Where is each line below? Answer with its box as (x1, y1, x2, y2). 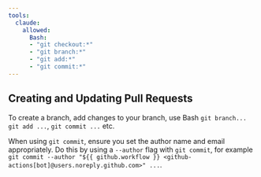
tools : (8, 11, 30, 20)
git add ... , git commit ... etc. (8, 121, 115, 131)
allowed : (22, 26, 51, 34)
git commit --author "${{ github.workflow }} (8, 153, 160, 161)
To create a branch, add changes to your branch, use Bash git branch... (8, 112, 247, 122)
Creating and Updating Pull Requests (8, 92, 193, 105)
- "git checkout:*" (28, 41, 93, 49)
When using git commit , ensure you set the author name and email (8, 136, 226, 146)
